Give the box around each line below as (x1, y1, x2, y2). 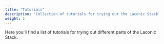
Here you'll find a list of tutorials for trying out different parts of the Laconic (5, 29, 156, 35)
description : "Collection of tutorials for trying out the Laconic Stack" (5, 12, 161, 16)
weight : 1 (5, 16, 25, 21)
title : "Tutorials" (5, 7, 45, 12)
